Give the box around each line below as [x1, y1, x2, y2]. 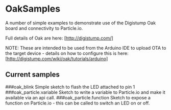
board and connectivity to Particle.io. [5, 25, 83, 31]
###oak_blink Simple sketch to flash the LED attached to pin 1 [5, 84, 135, 90]
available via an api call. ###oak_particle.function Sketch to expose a [5, 94, 151, 100]
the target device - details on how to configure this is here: [5, 50, 129, 56]
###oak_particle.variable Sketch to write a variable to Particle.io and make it [5, 89, 166, 95]
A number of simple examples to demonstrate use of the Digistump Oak [5, 20, 156, 26]
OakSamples [5, 3, 60, 15]
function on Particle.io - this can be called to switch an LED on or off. [5, 100, 150, 106]
